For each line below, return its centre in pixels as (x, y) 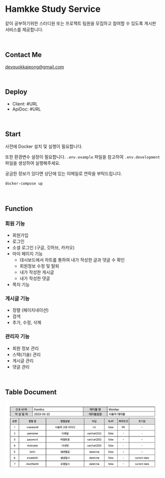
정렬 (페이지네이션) (30, 310)
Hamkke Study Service (53, 9)
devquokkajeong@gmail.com (35, 67)
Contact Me (23, 55)
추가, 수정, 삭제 (27, 323)
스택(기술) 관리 (26, 354)
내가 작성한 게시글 (37, 272)
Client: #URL (25, 104)
